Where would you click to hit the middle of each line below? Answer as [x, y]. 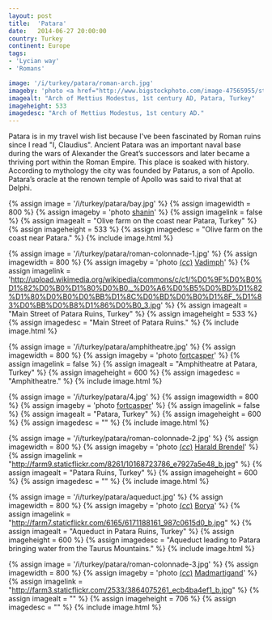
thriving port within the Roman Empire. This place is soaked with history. [129, 162]
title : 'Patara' [38, 23]
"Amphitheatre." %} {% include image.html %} [85, 381]
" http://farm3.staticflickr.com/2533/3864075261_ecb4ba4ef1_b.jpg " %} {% [134, 590]
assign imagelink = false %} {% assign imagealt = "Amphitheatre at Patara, [133, 364]
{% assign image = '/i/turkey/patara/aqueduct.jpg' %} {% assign [116, 497]
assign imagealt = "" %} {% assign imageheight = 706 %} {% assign [122, 599]
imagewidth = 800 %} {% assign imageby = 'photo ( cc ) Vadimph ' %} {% [130, 262]
